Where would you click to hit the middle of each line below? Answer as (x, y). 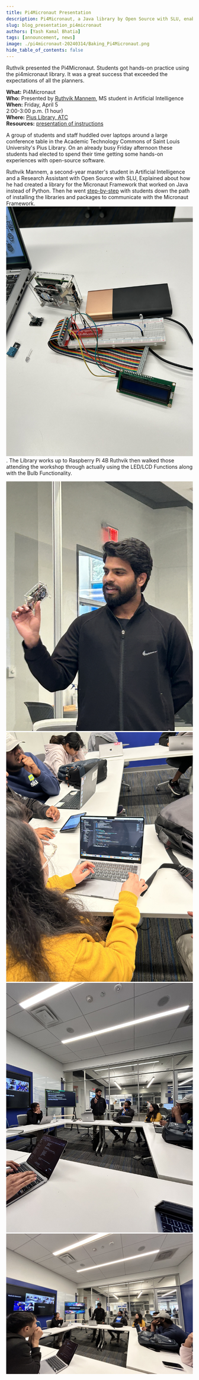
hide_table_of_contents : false (45, 51)
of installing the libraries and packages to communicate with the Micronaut (97, 197)
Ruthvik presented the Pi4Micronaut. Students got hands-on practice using (98, 68)
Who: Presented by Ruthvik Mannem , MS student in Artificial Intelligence (95, 98)
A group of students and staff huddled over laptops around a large (87, 135)
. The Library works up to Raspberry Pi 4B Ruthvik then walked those (90, 460)
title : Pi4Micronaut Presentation (49, 12)
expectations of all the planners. (45, 80)
